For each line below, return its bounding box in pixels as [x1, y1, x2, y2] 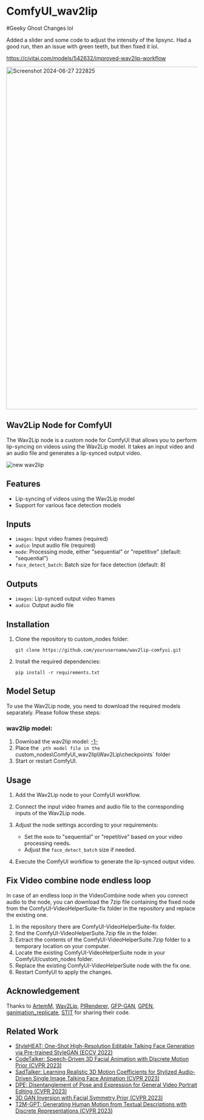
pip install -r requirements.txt [15, 669, 100, 676]
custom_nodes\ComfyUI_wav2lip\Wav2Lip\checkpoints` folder [15, 751, 171, 758]
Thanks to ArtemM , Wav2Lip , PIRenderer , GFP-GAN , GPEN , [6, 1002, 155, 1010]
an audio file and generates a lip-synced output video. [6, 449, 142, 457]
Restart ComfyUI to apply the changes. [15, 968, 113, 976]
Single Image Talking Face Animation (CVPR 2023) [33, 1075, 160, 1082]
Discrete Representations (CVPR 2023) [15, 1107, 114, 1115]
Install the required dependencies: [15, 658, 101, 665]
